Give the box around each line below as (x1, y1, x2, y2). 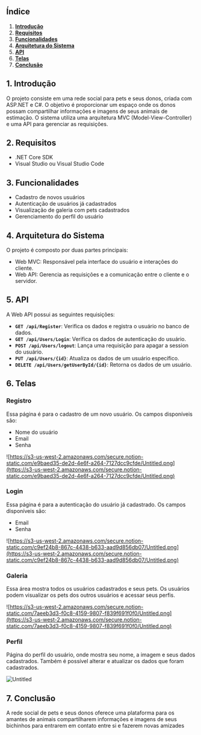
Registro (6, 396, 32, 405)
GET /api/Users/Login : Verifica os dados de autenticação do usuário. (14, 335, 187, 342)
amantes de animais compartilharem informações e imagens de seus (6, 716, 178, 723)
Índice (6, 7, 30, 17)
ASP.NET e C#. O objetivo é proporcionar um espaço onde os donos (6, 101, 176, 108)
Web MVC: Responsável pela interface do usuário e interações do (14, 258, 179, 266)
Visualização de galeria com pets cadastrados (14, 206, 130, 214)
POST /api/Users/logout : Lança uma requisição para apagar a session (14, 342, 189, 349)
